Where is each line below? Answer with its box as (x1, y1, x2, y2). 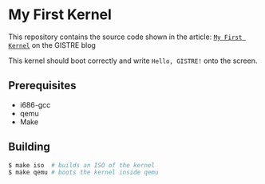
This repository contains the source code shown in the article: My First (8, 32, 243, 41)
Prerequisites (8, 79, 77, 92)
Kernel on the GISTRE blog (8, 40, 96, 49)
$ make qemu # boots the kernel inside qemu (8, 169, 159, 177)
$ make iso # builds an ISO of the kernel (8, 161, 156, 169)
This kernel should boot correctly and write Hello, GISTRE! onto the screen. (8, 56, 258, 65)
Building (8, 140, 50, 154)
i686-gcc (19, 100, 51, 109)
